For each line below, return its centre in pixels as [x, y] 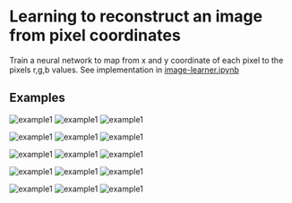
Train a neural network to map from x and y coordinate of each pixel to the [146, 60]
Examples [37, 98]
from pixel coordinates [95, 35]
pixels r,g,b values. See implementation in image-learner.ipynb [125, 70]
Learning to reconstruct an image [136, 17]
